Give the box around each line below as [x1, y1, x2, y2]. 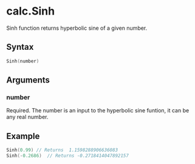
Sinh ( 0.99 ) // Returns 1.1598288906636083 [6, 147, 118, 153]
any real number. [6, 114, 49, 121]
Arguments [6, 75, 50, 86]
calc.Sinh [6, 4, 55, 18]
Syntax [6, 42, 34, 52]
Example [6, 131, 40, 141]
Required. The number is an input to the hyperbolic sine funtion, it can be [6, 107, 190, 114]
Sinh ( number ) [6, 58, 39, 64]
